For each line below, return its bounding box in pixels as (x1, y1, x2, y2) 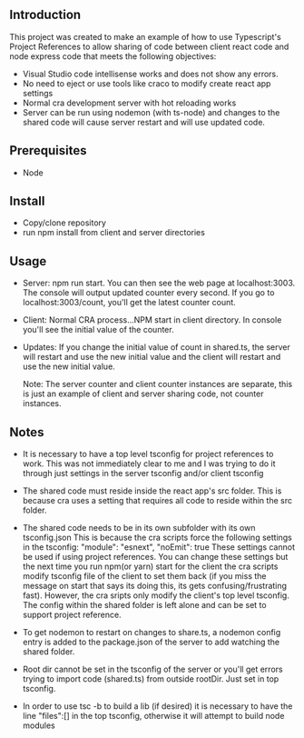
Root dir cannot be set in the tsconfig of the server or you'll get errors (22, 663, 283, 675)
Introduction (9, 7, 82, 23)
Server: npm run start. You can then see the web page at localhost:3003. (22, 277, 296, 289)
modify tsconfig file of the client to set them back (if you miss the (22, 571, 267, 582)
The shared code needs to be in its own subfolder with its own (22, 523, 256, 534)
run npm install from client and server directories (22, 227, 206, 238)
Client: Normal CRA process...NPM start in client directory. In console (22, 314, 282, 325)
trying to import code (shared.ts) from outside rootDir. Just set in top (22, 673, 279, 684)
